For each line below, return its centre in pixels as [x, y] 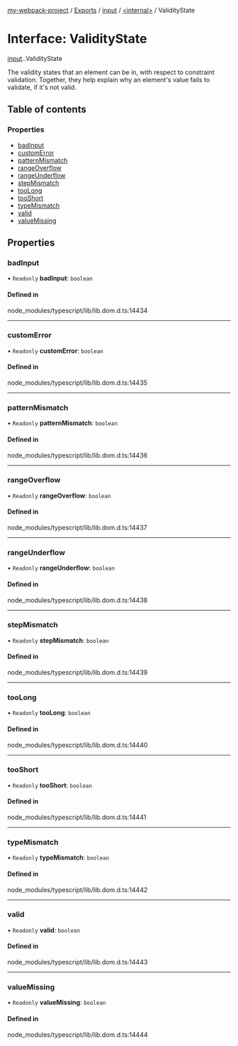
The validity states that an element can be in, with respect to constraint [111, 72]
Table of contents [47, 109]
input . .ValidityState [35, 58]
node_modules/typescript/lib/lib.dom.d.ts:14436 [78, 455]
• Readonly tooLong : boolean [49, 713]
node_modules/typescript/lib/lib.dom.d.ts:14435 [77, 383]
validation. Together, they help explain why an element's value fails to [109, 79]
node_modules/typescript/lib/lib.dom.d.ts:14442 [78, 889]
